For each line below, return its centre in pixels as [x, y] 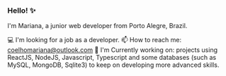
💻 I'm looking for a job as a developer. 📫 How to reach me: [95, 40]
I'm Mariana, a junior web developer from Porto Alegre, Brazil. [97, 26]
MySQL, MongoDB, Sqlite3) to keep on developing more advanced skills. [113, 65]
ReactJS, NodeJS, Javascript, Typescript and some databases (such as [112, 58]
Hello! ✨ [22, 11]
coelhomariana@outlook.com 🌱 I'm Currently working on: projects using [113, 50]
